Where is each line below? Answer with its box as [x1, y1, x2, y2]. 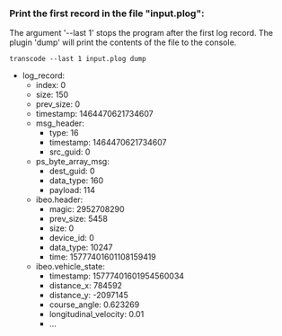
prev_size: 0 [35, 99, 81, 110]
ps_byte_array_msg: [35, 156, 110, 167]
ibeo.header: [35, 194, 84, 205]
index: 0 [35, 80, 66, 91]
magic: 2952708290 [48, 204, 125, 215]
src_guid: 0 [48, 146, 91, 157]
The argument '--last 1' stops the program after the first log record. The [9, 28, 274, 39]
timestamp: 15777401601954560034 [48, 270, 185, 281]
